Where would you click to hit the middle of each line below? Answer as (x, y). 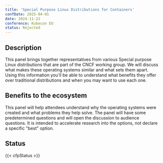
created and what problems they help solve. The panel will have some (75, 113)
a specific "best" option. (30, 128)
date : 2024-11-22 (23, 19)
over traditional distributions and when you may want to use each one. (76, 80)
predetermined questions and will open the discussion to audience (72, 117)
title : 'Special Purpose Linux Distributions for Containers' (70, 10)
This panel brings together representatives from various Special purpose (78, 59)
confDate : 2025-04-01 (27, 14)
